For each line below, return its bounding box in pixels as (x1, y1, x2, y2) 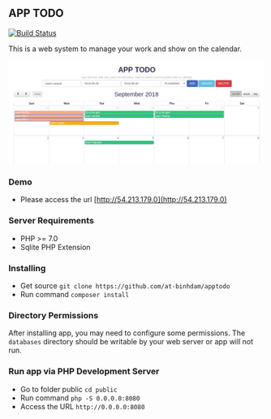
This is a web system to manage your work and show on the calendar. (8, 44, 242, 54)
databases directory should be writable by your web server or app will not (8, 337, 254, 347)
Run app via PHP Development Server (8, 365, 160, 377)
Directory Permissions (8, 309, 99, 321)
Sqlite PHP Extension (19, 242, 91, 252)
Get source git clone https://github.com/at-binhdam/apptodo (19, 280, 230, 291)
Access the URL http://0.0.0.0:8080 (19, 401, 145, 411)
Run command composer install (19, 289, 130, 299)
